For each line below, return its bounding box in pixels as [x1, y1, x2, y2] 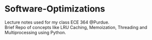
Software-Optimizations [4, 3, 105, 14]
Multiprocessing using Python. [4, 29, 67, 35]
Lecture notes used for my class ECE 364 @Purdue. [4, 19, 110, 25]
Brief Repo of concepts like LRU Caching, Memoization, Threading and [4, 24, 148, 30]
